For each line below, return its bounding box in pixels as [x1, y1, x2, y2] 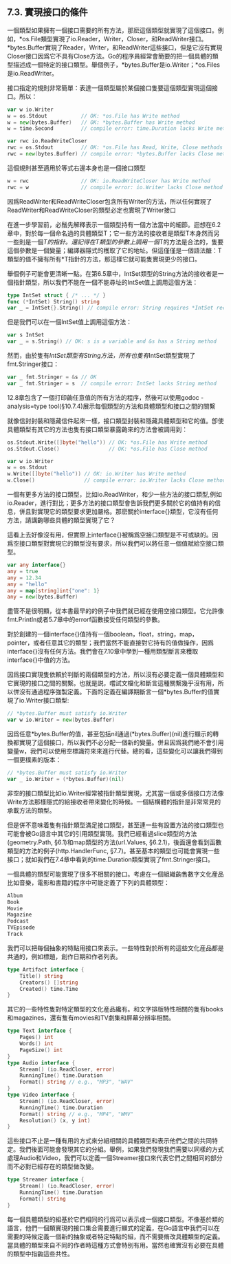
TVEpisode [7, 924, 36, 931]
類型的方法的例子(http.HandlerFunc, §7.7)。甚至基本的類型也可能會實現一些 [7, 846, 220, 855]
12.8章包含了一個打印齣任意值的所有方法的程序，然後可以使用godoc [7, 393, 199, 401]
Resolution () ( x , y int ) [19, 1117, 91, 1124]
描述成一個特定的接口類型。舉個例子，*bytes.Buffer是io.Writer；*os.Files [12, 61, 220, 69]
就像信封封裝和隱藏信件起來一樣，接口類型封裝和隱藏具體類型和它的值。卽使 [7, 416, 224, 425]
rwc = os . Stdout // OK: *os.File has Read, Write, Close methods [7, 144, 223, 151]
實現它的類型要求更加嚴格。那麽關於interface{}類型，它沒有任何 [36, 508, 219, 516]
